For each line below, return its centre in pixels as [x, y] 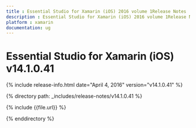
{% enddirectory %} [30, 119]
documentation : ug [28, 28]
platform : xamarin [30, 22]
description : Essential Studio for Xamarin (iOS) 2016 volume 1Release [96, 17]
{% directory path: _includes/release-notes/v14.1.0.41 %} [74, 96]
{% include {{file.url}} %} [36, 108]
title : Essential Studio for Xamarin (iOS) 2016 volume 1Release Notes [96, 11]
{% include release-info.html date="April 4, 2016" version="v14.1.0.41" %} [94, 85]
